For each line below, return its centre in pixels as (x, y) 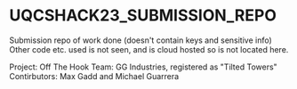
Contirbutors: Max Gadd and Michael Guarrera (94, 76)
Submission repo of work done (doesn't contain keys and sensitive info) (141, 40)
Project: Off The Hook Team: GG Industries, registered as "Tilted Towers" (143, 67)
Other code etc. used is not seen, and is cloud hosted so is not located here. (149, 49)
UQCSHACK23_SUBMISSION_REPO (143, 16)
